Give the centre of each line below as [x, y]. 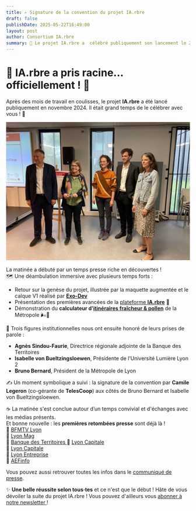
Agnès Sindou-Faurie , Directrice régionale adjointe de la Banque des [98, 346]
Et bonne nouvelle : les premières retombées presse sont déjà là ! [86, 423]
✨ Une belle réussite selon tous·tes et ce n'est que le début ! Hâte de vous [97, 489]
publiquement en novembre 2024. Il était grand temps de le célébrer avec [94, 108]
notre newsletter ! [27, 502]
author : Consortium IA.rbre [40, 37]
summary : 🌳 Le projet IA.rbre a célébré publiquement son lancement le [96, 43]
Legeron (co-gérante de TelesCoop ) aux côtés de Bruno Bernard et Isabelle [98, 391]
